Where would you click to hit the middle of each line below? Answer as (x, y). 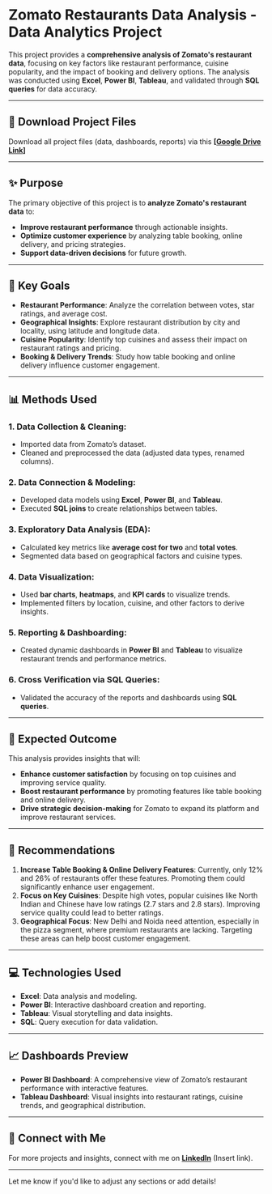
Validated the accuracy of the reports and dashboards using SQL (128, 697)
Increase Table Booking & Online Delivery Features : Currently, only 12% (141, 870)
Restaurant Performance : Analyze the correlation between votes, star (137, 305)
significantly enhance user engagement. (87, 887)
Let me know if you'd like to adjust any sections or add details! (112, 1181)
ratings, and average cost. (64, 314)
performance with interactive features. (84, 1088)
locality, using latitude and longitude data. (90, 331)
